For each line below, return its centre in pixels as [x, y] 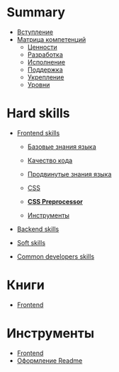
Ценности [42, 47]
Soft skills [31, 242]
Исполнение [46, 62]
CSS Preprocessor [55, 201]
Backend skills [38, 229]
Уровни [39, 84]
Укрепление [46, 77]
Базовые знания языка [62, 147]
